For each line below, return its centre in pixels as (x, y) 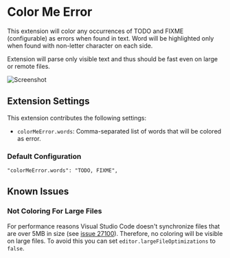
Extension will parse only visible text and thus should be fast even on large (113, 58)
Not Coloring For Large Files (55, 211)
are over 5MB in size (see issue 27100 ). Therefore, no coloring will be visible (115, 233)
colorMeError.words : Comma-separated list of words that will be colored (119, 131)
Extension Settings (48, 101)
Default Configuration (44, 156)
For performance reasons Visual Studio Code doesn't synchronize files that (114, 226)
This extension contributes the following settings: (77, 118)
